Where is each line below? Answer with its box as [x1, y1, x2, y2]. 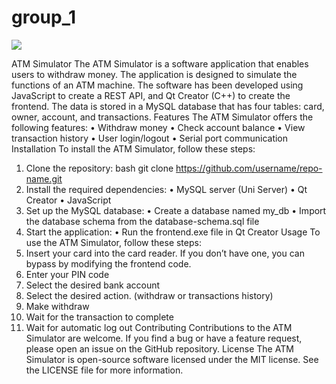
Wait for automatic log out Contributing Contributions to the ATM [25, 321, 293, 333]
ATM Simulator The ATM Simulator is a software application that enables [11, 57, 309, 70]
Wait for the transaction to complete [25, 311, 174, 323]
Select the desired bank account [25, 279, 161, 291]
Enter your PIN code [25, 268, 110, 280]
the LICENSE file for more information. [25, 364, 184, 376]
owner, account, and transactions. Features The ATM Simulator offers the [11, 111, 314, 123]
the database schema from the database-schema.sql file [25, 215, 260, 227]
